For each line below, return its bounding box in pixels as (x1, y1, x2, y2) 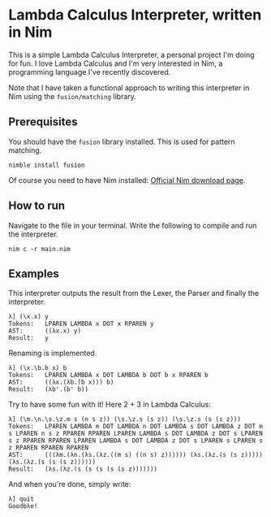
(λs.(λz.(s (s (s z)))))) (8, 458, 96, 467)
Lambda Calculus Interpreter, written (8, 6, 262, 24)
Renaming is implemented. (8, 348, 97, 358)
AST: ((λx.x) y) (8, 327, 82, 335)
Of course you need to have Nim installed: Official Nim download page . (8, 175, 246, 185)
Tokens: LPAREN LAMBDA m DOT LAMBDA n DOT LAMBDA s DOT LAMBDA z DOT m (8, 423, 264, 431)
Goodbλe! (8, 502, 38, 510)
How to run (8, 199, 66, 213)
